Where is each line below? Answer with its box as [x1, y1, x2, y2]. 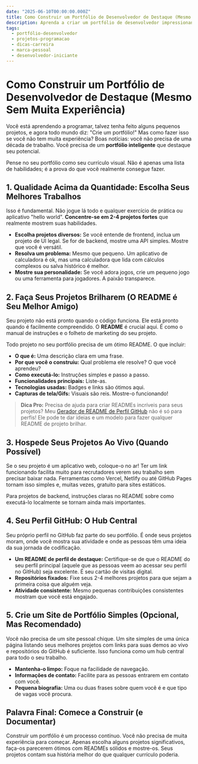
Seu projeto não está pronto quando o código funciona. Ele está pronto [6, 317, 179, 324]
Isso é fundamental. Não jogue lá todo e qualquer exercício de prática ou [6, 207, 183, 214]
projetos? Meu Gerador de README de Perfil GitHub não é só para [20, 408, 183, 415]
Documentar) [6, 717, 56, 727]
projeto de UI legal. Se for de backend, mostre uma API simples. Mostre [14, 237, 189, 245]
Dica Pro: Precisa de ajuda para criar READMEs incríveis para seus [20, 402, 183, 409]
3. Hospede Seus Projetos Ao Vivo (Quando [6, 437, 169, 447]
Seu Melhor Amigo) [6, 301, 78, 311]
